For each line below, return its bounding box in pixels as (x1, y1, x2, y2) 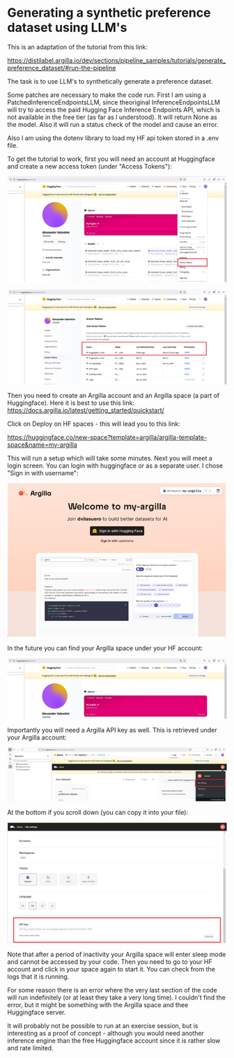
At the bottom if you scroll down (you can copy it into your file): (7, 808, 189, 817)
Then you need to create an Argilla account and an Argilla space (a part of (7, 391, 220, 399)
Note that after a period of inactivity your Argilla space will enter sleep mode (7, 950, 226, 958)
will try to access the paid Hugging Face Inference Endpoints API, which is (7, 105, 221, 114)
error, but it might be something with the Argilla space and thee (7, 1000, 189, 1009)
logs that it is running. (7, 972, 70, 981)
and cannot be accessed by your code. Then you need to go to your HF (7, 957, 212, 966)
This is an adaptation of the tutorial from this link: (7, 43, 148, 51)
